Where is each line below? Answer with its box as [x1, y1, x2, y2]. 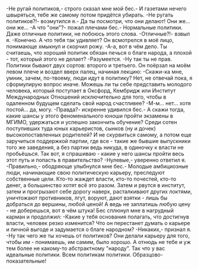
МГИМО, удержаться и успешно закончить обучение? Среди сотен [6, 119, 177, 125]
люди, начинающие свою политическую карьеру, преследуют [6, 169, 165, 176]
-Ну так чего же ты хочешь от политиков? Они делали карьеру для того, [6, 232, 190, 239]
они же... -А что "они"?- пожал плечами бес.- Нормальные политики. [6, 24, 183, 31]
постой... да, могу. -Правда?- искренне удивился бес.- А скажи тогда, [6, 106, 185, 113]
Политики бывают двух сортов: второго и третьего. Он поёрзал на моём [6, 62, 191, 69]
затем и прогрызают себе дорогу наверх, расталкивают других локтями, [6, 188, 193, 195]
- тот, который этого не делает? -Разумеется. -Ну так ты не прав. [6, 56, 173, 62]
